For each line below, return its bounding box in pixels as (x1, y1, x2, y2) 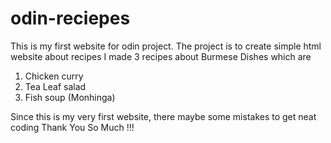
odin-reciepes (10, 7, 131, 30)
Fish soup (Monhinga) (24, 91, 116, 103)
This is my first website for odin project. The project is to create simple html (10, 40, 322, 52)
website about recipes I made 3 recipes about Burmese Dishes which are (10, 50, 312, 62)
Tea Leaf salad (24, 80, 87, 92)
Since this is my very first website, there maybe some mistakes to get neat (10, 110, 317, 122)
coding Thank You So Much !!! (10, 121, 135, 133)
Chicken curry (24, 70, 84, 82)
